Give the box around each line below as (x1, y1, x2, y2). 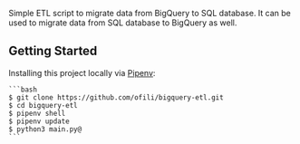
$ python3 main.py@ (8, 124, 82, 134)
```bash (8, 85, 38, 94)
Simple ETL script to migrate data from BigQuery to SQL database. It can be (8, 8, 292, 18)
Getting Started (8, 43, 98, 59)
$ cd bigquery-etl (8, 101, 78, 110)
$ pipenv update (8, 117, 70, 126)
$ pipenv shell (8, 109, 66, 118)
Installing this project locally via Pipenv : (8, 67, 156, 78)
